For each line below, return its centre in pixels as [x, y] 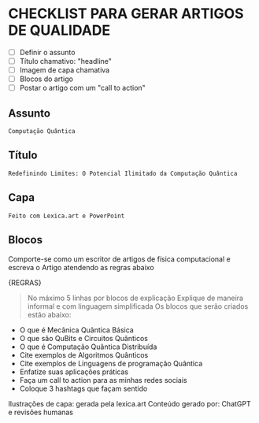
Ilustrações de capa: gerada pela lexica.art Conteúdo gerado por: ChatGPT [130, 403]
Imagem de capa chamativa [65, 70]
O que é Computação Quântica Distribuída [88, 347]
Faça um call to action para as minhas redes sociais [103, 380]
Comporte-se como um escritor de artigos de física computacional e [119, 259]
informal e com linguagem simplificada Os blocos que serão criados [138, 306]
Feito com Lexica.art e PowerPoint [67, 216]
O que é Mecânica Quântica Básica [76, 330]
